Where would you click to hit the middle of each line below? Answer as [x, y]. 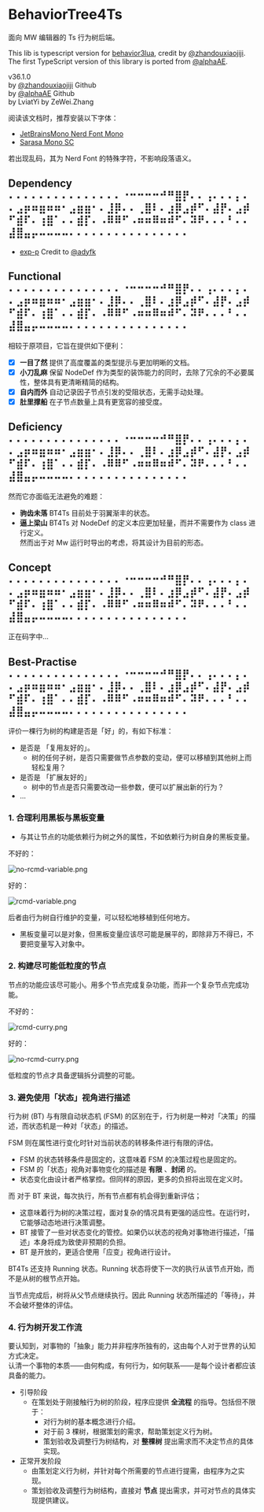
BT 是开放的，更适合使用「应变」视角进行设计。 [97, 1252]
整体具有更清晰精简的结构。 [78, 382]
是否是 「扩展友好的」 [55, 778]
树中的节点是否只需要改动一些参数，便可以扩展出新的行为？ [128, 787]
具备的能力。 [29, 1376]
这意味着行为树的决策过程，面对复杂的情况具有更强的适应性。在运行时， [136, 1213]
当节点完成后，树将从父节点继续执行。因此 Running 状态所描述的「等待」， [128, 1296]
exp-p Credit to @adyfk [58, 251]
